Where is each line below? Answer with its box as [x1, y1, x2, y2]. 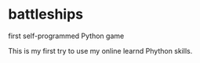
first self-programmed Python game [8, 31, 125, 40]
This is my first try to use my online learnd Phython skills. [8, 46, 193, 55]
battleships [8, 5, 84, 23]
